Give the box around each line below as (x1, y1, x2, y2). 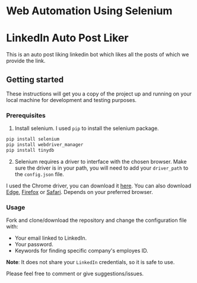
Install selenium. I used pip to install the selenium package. (14, 125, 159, 132)
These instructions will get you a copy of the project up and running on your (6, 90, 192, 97)
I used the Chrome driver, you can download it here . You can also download (6, 182, 192, 189)
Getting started (6, 74, 64, 84)
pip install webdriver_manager (6, 142, 84, 148)
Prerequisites (6, 111, 46, 119)
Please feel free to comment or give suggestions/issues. (6, 270, 144, 277)
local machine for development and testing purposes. (6, 96, 137, 103)
